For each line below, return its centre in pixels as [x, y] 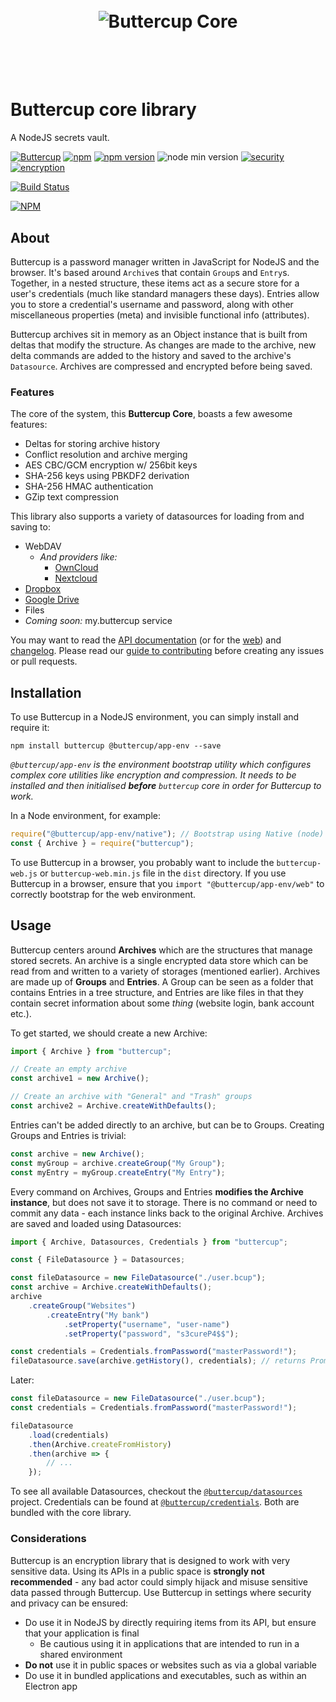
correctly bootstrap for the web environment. [103, 894]
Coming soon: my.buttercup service [98, 621]
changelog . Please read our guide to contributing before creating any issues [167, 651]
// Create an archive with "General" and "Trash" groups [131, 1097]
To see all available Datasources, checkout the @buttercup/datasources [156, 1491]
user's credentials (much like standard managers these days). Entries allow [165, 293]
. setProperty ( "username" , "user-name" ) [146, 1324]
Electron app [51, 1686]
